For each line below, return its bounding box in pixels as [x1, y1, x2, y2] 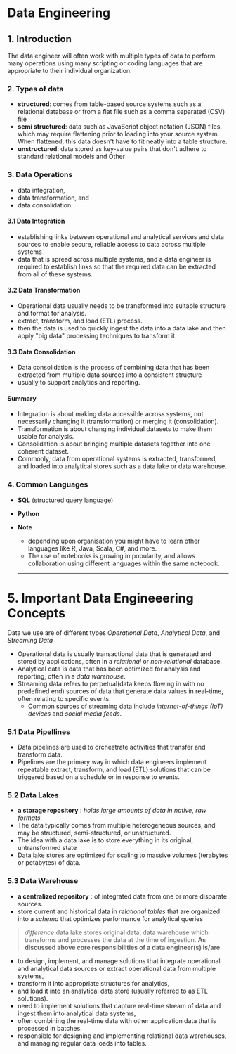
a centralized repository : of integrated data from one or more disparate [17, 892, 227, 901]
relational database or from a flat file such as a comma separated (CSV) [17, 108, 225, 116]
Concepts [7, 605, 65, 621]
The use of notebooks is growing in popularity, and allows [27, 551, 195, 560]
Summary [7, 394, 37, 402]
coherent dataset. [17, 447, 69, 456]
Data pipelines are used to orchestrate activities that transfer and [17, 743, 206, 751]
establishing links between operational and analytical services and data [17, 232, 225, 240]
